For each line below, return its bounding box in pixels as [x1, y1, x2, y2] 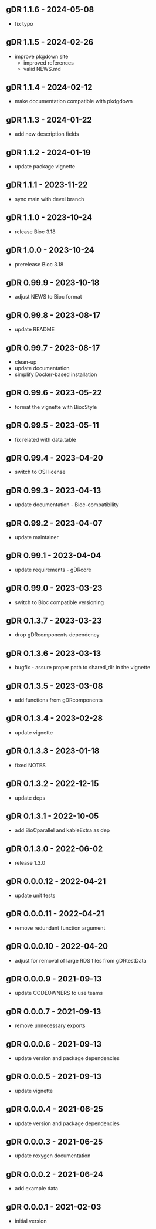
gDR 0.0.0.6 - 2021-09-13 [6, 1039, 102, 1049]
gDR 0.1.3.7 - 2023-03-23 [6, 616, 102, 626]
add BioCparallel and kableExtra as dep [14, 827, 110, 834]
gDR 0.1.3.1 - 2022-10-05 [6, 811, 99, 821]
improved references [23, 59, 74, 66]
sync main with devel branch [14, 195, 84, 202]
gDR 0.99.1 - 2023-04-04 [6, 551, 101, 561]
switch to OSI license [14, 469, 66, 476]
